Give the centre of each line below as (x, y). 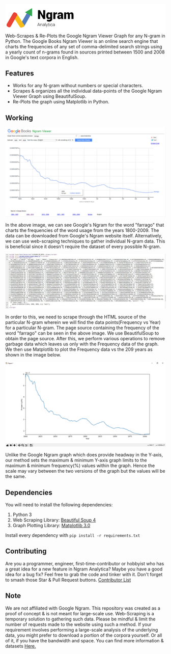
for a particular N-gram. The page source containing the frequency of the (82, 328)
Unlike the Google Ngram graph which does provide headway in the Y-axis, (84, 455)
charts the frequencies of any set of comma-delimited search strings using (84, 46)
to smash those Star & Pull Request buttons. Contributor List (68, 580)
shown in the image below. (33, 355)
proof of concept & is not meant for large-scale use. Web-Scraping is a (80, 613)
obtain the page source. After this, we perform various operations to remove (85, 338)
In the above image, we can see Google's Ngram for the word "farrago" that (85, 225)
